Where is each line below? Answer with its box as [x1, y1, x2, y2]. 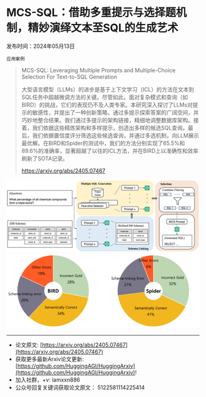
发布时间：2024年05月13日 [6, 42, 75, 50]
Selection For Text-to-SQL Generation [21, 73, 118, 80]
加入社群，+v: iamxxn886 [15, 376, 80, 384]
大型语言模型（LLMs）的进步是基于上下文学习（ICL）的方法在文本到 [21, 85, 194, 93]
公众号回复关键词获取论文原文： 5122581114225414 [15, 384, 145, 391]
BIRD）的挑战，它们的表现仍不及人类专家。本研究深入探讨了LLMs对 [21, 101, 193, 108]
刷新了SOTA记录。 [21, 155, 69, 162]
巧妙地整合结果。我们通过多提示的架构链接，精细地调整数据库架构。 [21, 116, 194, 123]
